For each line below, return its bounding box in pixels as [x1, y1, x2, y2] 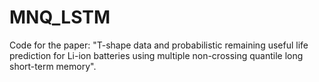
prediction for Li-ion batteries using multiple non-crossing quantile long [9, 49, 304, 61]
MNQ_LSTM [9, 6, 111, 29]
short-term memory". [9, 60, 97, 72]
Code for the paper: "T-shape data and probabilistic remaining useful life [9, 39, 309, 51]
